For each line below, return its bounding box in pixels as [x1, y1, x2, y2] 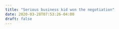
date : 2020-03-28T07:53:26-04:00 [5, 12, 75, 17]
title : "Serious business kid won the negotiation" [5, 7, 115, 12]
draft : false [5, 16, 32, 21]
